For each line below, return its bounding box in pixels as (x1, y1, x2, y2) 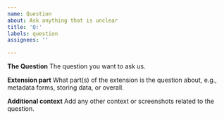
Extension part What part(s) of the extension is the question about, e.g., (7, 76, 217, 85)
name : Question (7, 10, 52, 18)
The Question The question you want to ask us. (7, 62, 146, 71)
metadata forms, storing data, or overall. (7, 83, 125, 92)
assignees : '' (7, 37, 49, 44)
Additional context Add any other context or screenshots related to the (7, 97, 215, 106)
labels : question (7, 30, 58, 37)
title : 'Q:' (7, 23, 42, 30)
